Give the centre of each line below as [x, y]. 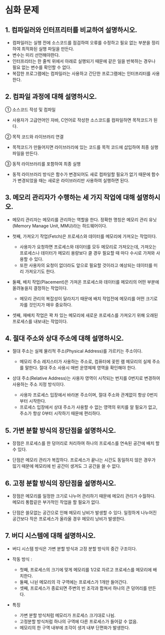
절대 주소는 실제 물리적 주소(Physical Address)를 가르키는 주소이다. [77, 351]
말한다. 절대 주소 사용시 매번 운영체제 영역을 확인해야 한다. [81, 368]
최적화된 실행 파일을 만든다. [48, 49]
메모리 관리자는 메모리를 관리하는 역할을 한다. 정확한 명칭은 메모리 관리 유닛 [84, 220]
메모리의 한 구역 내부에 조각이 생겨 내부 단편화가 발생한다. [75, 628]
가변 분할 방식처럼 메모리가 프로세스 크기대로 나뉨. [67, 615]
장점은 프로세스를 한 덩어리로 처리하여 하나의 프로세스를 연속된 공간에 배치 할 [86, 443]
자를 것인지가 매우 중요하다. [46, 304]
